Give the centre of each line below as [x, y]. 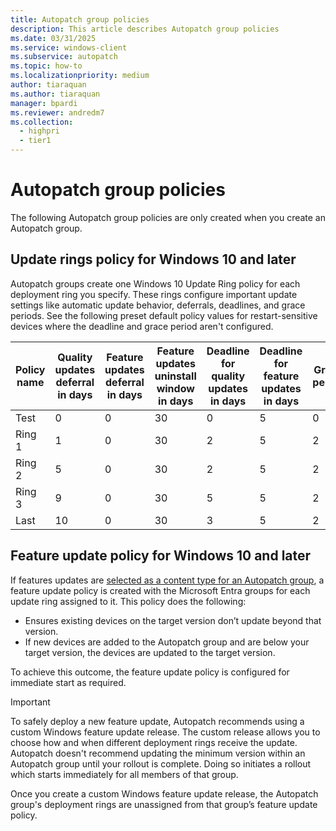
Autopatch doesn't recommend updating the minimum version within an [158, 753]
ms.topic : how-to [46, 66]
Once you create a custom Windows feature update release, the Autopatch [164, 793]
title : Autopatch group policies [80, 19]
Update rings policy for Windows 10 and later [153, 259]
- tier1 [35, 141]
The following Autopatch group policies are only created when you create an [168, 217]
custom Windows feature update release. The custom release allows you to [165, 732]
